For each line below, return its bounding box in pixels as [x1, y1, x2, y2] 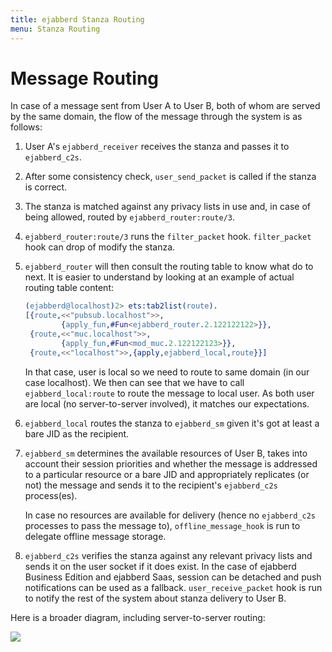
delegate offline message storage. [24, 530, 167, 542]
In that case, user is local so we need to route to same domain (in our [24, 366, 310, 378]
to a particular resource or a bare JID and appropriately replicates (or [24, 468, 310, 480]
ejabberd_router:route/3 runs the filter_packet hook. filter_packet [24, 231, 312, 243]
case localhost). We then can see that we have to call [24, 376, 245, 388]
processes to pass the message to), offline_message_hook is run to [24, 519, 301, 531]
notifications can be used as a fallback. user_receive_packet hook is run [24, 581, 323, 593]
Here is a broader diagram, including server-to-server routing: [10, 611, 266, 623]
